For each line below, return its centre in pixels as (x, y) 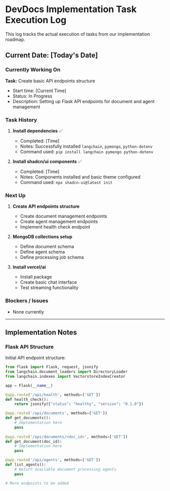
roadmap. (15, 39)
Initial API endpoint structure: (35, 358)
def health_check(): (27, 399)
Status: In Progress (32, 96)
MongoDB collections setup (42, 237)
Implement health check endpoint (55, 227)
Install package (36, 277)
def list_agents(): (26, 465)
